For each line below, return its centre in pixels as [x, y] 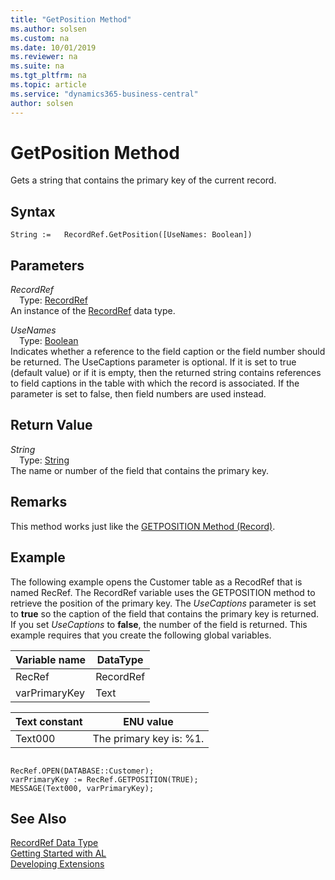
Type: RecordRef [53, 300]
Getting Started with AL [58, 853]
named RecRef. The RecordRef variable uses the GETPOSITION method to [163, 592]
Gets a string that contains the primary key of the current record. [143, 180]
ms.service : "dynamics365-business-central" [104, 94]
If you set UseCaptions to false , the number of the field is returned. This [159, 624]
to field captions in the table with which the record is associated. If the [155, 383]
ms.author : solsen [48, 29]
